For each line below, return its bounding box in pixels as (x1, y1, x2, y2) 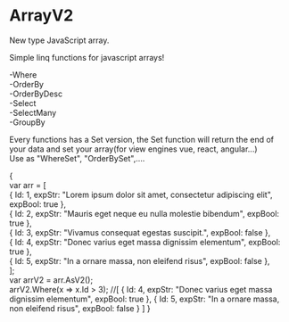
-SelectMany (9, 107, 57, 118)
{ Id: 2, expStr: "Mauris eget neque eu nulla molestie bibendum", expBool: (9, 208, 279, 219)
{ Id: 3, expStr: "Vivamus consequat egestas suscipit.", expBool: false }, (9, 227, 271, 237)
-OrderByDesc (9, 88, 63, 99)
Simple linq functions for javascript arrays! (9, 52, 165, 62)
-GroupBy (9, 117, 46, 128)
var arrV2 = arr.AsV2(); (9, 274, 94, 285)
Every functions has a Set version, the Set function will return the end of (9, 134, 275, 144)
